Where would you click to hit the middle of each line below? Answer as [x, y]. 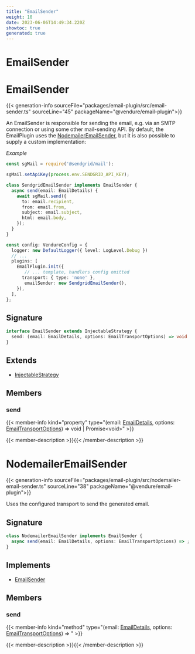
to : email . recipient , [48, 201]
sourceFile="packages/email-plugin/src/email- [110, 106]
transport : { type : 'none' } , [58, 278]
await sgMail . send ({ [42, 196]
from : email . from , [44, 207]
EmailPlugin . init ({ [40, 267]
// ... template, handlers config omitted [77, 272]
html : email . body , [44, 218]
